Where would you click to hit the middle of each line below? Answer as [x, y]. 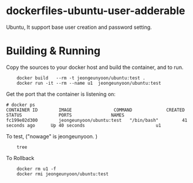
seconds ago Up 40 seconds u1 [84, 125]
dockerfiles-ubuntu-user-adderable [96, 11]
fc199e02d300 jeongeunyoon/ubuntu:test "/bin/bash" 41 [97, 120]
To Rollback [20, 158]
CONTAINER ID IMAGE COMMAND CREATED [95, 110]
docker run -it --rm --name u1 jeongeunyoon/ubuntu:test [89, 83]
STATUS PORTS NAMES [65, 115]
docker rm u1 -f [37, 169]
